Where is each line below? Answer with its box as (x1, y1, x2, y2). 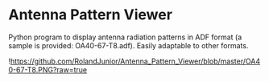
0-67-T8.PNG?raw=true (8, 64, 87, 74)
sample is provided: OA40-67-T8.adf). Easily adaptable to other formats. (8, 40, 249, 50)
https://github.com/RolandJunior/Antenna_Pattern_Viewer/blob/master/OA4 (10, 56, 260, 66)
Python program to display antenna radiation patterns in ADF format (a (8, 32, 242, 42)
